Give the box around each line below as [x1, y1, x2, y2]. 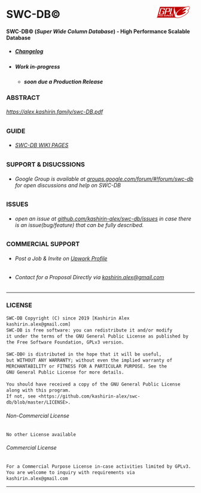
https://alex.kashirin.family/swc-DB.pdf [6, 108, 103, 115]
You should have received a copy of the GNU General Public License [6, 381, 181, 387]
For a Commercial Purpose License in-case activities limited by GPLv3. [6, 463, 191, 470]
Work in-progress [14, 63, 60, 70]
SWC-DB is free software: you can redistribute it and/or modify [6, 327, 172, 333]
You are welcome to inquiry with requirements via [6, 469, 135, 476]
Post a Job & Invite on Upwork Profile [14, 255, 108, 262]
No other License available [6, 431, 77, 438]
